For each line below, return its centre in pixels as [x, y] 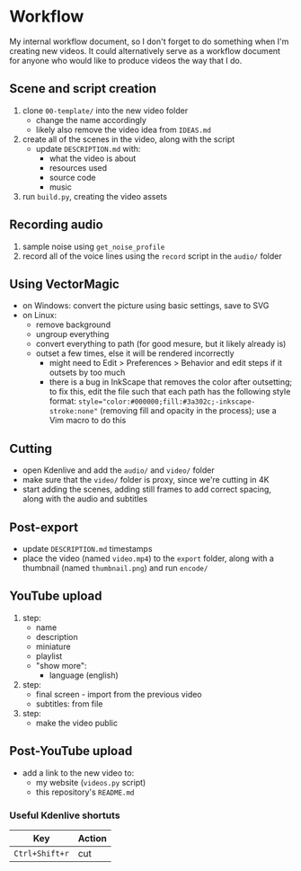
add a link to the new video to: [78, 773]
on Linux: [39, 316]
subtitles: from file [69, 704]
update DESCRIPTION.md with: [88, 148]
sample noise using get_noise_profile [93, 246]
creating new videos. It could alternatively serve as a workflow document [145, 50]
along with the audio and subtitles [85, 499]
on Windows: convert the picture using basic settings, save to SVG [146, 306]
